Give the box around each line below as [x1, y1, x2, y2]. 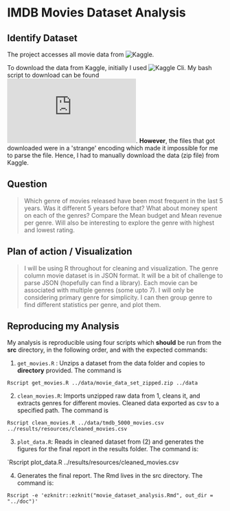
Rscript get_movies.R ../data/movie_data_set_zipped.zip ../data [7, 380, 198, 387]
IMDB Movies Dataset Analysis [7, 5, 187, 21]
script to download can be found [7, 71, 100, 79]
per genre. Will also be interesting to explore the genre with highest [23, 218, 215, 227]
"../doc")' [7, 498, 38, 506]
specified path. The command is [16, 407, 108, 415]
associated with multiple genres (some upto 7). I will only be [23, 286, 194, 294]
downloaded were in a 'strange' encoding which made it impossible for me [7, 144, 218, 152]
